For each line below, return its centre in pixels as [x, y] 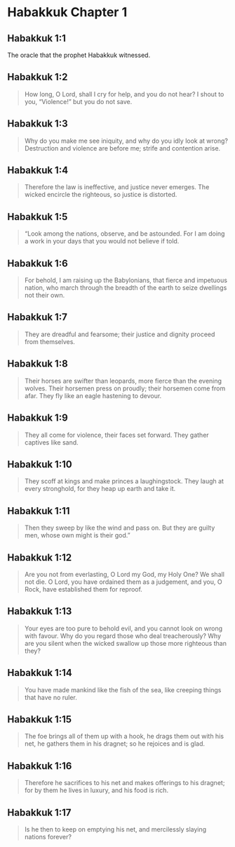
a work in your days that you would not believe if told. [102, 241]
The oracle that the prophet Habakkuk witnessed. [79, 55]
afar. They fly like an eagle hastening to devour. [93, 395]
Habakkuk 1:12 [40, 558]
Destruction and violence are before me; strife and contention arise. [122, 148]
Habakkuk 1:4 [38, 171]
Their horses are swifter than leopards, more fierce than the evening [123, 381]
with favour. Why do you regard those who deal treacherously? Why [123, 636]
